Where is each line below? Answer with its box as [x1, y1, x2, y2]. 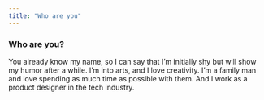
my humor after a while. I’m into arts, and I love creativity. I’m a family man [8, 65, 257, 75]
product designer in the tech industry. [8, 82, 135, 92]
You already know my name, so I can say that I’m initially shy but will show [8, 56, 257, 66]
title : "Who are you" [8, 11, 82, 20]
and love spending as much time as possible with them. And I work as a [8, 73, 248, 83]
